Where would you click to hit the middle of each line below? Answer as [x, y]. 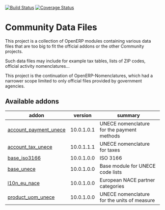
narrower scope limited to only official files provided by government [74, 80]
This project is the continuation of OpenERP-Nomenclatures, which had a [79, 76]
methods [110, 136]
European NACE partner [127, 180]
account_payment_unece [37, 130]
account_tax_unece [30, 147]
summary [128, 115]
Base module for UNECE [128, 166]
